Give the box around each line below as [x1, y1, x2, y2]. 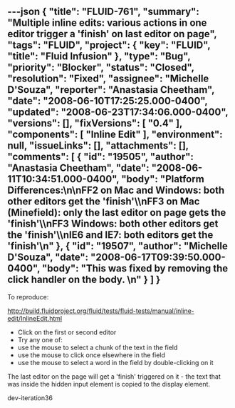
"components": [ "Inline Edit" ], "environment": [7, 129, 223, 141]
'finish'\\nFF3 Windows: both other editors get [7, 218, 219, 230]
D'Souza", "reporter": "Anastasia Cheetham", [7, 84, 215, 96]
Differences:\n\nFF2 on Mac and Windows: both [7, 184, 225, 196]
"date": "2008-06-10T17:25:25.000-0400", [7, 95, 208, 107]
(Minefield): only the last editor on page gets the [7, 207, 226, 219]
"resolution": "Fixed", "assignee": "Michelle [7, 73, 209, 85]
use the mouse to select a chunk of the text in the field [17, 343, 178, 352]
